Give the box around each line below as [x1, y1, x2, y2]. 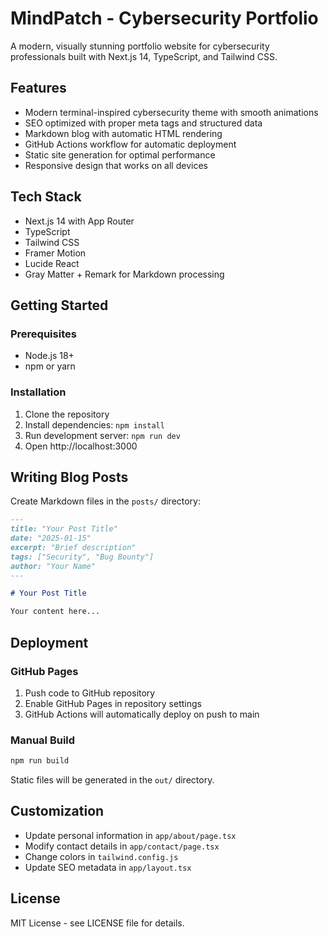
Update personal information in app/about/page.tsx [24, 829, 237, 841]
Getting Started [10, 297, 109, 314]
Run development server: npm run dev [24, 429, 181, 441]
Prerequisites [10, 327, 77, 341]
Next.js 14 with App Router [24, 215, 135, 227]
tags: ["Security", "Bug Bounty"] [10, 552, 155, 562]
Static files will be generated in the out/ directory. [10, 774, 215, 786]
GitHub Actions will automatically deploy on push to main [24, 708, 260, 720]
